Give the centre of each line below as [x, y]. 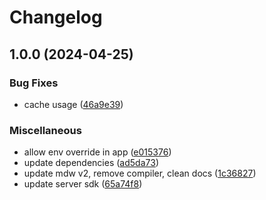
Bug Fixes [34, 83]
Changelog [56, 17]
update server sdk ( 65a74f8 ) [83, 184]
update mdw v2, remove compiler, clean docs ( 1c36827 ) [140, 173]
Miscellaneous [45, 130]
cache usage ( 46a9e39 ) [73, 104]
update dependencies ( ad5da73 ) [91, 163]
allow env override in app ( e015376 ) [97, 152]
